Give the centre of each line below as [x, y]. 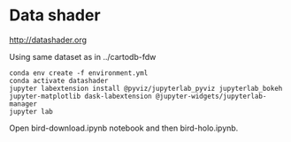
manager [23, 104]
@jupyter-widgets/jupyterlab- [211, 96]
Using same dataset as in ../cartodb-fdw [83, 56]
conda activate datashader [59, 80]
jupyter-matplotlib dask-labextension [80, 96]
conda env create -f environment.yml [79, 73]
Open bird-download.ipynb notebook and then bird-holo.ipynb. [124, 128]
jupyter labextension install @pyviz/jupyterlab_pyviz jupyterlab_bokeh [146, 88]
